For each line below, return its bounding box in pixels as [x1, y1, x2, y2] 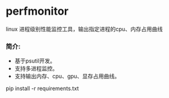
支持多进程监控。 [14, 65, 58, 72]
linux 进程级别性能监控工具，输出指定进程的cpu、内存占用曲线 [6, 25, 163, 32]
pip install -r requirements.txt [6, 85, 79, 92]
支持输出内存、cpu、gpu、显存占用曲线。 [14, 72, 121, 80]
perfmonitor [6, 4, 69, 18]
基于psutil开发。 [14, 57, 56, 65]
